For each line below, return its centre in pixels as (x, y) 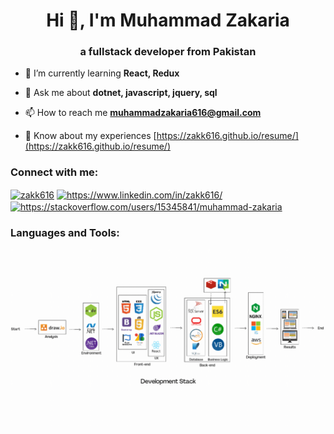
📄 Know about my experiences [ (90, 136)
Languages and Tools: (65, 233)
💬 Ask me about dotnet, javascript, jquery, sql (121, 93)
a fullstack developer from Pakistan (168, 52)
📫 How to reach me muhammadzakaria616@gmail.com (143, 113)
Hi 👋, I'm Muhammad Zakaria (168, 20)
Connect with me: (54, 172)
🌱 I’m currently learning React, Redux (102, 73)
